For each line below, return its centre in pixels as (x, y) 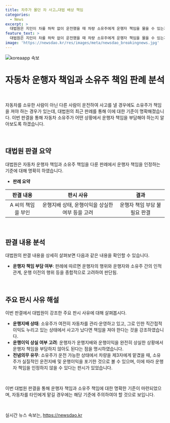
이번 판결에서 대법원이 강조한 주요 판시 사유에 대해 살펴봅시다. (66, 313)
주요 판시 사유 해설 (32, 299)
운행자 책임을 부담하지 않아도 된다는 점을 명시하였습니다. (68, 349)
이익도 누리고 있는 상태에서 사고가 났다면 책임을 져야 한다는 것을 (75, 330)
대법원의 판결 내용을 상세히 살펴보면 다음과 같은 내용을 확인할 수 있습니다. (77, 255)
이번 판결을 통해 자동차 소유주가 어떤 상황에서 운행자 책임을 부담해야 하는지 (86, 117)
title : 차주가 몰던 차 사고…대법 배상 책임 (44, 10)
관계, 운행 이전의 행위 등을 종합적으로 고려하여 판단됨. (65, 272)
